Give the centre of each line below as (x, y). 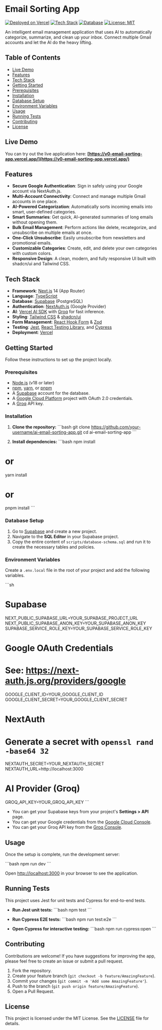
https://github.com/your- (116, 427)
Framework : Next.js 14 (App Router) (49, 291)
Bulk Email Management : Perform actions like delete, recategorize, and (84, 228)
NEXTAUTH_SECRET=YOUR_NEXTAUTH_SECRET (55, 764)
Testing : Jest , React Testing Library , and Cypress (62, 327)
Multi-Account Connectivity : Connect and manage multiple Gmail (79, 196)
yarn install (16, 475)
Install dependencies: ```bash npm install (54, 441)
